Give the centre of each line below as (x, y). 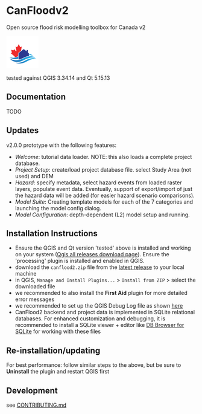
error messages (35, 299)
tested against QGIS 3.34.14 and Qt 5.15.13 (58, 78)
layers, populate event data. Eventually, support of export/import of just (104, 189)
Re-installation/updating (53, 350)
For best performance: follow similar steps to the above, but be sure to (94, 365)
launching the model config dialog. (58, 208)
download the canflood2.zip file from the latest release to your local (99, 267)
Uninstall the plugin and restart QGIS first (58, 372)
